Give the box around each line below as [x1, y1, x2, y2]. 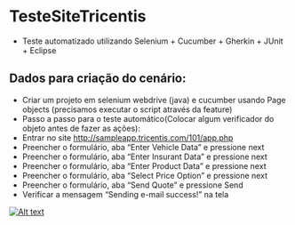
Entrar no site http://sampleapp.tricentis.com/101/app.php [21, 132, 234, 143]
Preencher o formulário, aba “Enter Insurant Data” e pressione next [21, 151, 268, 162]
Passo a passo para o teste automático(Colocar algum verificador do [21, 113, 275, 124]
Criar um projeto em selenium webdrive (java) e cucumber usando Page [21, 94, 286, 105]
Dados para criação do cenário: [9, 71, 187, 86]
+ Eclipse [21, 44, 57, 55]
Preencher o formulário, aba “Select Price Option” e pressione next [21, 170, 268, 181]
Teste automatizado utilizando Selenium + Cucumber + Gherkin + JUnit [21, 36, 283, 46]
